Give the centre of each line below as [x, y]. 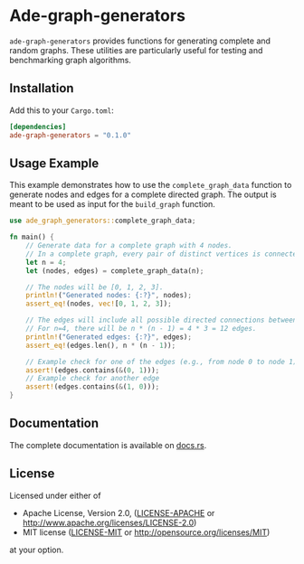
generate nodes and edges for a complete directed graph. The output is [143, 194]
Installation [42, 88]
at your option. [37, 550]
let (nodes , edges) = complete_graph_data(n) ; [115, 271]
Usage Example [54, 163]
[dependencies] [38, 127]
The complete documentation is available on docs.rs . [108, 445]
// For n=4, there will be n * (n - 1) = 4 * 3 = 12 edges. [141, 329]
